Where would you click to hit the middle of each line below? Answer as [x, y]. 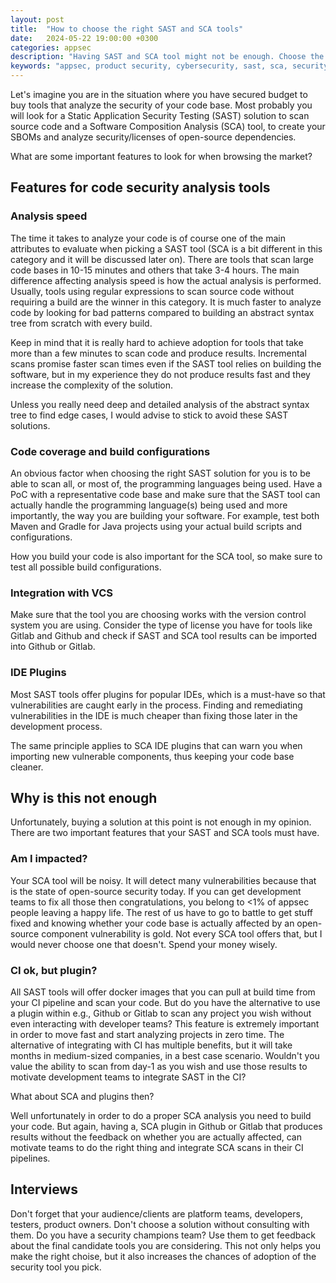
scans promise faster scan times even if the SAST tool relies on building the [166, 363]
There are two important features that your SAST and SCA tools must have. [165, 833]
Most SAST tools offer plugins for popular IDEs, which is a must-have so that [168, 694]
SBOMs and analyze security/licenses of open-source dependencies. [153, 137]
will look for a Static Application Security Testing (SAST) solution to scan [160, 115]
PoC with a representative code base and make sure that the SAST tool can [165, 494]
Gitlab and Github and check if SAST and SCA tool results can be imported [164, 636]
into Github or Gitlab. [53, 647]
